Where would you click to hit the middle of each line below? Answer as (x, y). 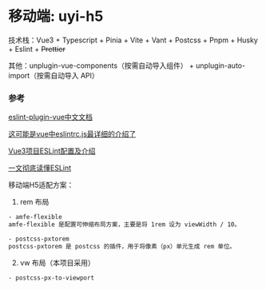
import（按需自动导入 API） (54, 75)
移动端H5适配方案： (41, 185)
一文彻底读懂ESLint (40, 168)
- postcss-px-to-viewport (51, 278)
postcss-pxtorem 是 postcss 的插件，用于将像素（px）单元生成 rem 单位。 (122, 246)
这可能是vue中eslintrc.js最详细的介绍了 (72, 134)
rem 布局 (34, 202)
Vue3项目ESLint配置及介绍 (52, 151)
